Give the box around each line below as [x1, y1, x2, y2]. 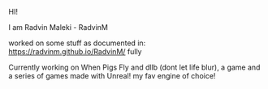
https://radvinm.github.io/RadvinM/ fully [8, 47, 142, 56]
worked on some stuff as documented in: [8, 38, 146, 48]
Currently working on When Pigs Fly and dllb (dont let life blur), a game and [8, 62, 261, 72]
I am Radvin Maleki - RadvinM [8, 23, 108, 32]
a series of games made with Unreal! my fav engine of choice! [8, 71, 216, 80]
